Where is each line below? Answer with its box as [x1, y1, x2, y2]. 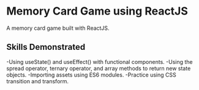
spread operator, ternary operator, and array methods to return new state [6, 64, 191, 72]
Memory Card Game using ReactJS [6, 4, 189, 18]
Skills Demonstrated [6, 42, 86, 52]
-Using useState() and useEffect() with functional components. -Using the [6, 58, 193, 65]
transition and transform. [6, 77, 69, 85]
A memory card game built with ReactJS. [6, 24, 110, 32]
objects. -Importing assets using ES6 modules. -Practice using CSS [6, 71, 176, 78]
